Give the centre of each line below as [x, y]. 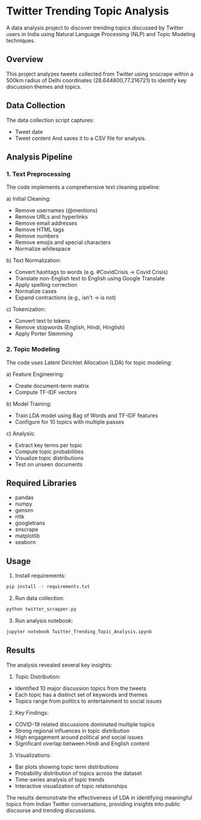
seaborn [25, 542]
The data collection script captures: [50, 120]
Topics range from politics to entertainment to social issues [88, 701]
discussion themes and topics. [44, 87]
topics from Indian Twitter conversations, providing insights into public [93, 804]
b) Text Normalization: [34, 260]
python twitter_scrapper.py [42, 609]
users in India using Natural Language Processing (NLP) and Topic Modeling [101, 34]
